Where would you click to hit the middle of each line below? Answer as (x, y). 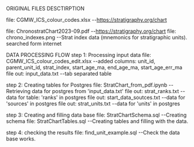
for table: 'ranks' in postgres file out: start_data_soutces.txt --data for (102, 97)
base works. (21, 139)
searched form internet (34, 44)
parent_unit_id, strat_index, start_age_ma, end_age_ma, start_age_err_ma (94, 67)
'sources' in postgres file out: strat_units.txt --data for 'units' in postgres (93, 104)
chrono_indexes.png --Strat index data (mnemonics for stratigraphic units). (97, 37)
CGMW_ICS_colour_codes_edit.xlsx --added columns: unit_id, (81, 61)
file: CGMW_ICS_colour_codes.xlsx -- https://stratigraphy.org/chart (86, 20)
